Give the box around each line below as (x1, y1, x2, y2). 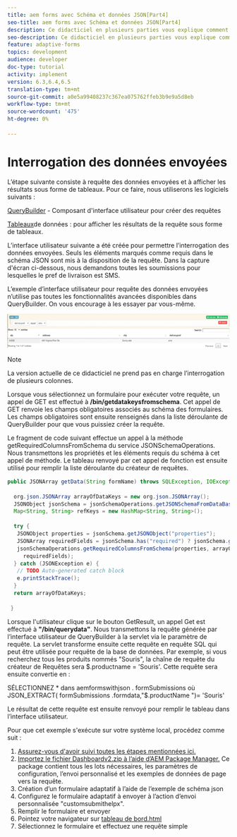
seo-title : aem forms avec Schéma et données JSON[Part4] (7, 18, 181, 26)
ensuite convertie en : (7, 670, 71, 678)
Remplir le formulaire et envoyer (17, 807, 111, 815)
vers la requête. (17, 776, 63, 786)
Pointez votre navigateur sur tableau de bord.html (17, 814, 162, 823)
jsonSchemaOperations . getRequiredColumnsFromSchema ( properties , (16, 545, 210, 552)
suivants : (7, 193, 35, 201)
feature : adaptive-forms (7, 41, 80, 49)
